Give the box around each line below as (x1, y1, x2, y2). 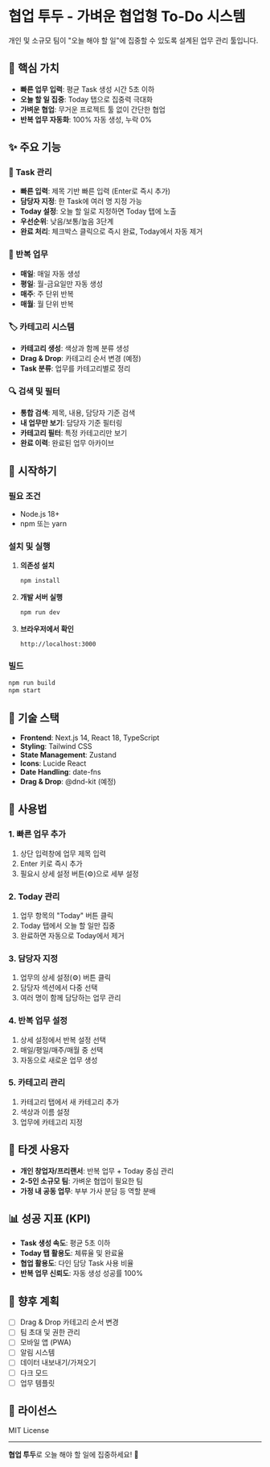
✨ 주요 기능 (8, 140, 62, 154)
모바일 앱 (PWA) (19, 1337, 72, 1347)
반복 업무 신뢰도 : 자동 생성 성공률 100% (19, 1269, 143, 1278)
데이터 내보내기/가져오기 (19, 1357, 96, 1367)
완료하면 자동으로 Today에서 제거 (19, 930, 125, 940)
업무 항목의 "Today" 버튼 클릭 (19, 910, 114, 920)
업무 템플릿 (19, 1378, 55, 1387)
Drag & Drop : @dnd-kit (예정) (19, 776, 117, 786)
